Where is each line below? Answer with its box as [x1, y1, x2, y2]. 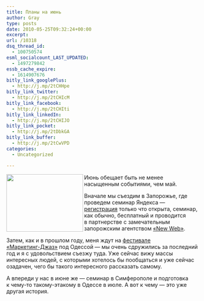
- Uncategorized [12, 151, 53, 158]
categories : [6, 145, 37, 152]
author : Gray [6, 15, 40, 21]
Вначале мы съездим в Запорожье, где [84, 192, 188, 199]
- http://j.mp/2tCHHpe [12, 83, 70, 90]
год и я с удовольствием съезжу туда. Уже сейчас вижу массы [6, 250, 173, 257]
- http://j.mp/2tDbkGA [12, 129, 70, 135]
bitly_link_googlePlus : [6, 77, 67, 83]
